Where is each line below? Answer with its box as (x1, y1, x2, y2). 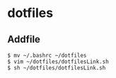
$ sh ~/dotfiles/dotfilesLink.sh (7, 65, 106, 72)
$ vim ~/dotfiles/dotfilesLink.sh (7, 58, 110, 65)
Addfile (7, 33, 41, 45)
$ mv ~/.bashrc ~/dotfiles (7, 52, 87, 59)
